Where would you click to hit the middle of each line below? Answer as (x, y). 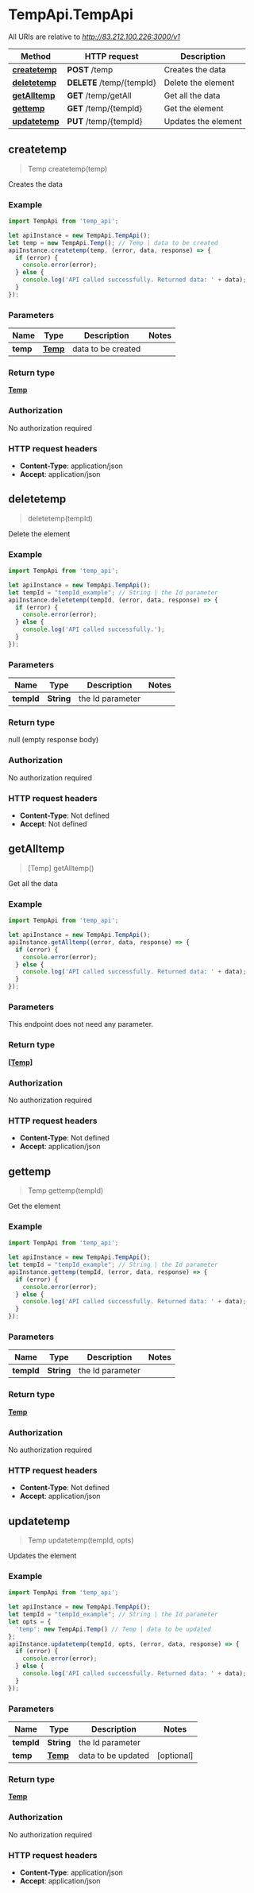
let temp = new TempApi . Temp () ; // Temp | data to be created (113, 243)
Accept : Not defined (53, 824)
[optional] (175, 1756)
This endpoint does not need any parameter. (81, 1024)
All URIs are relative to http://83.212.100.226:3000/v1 (94, 37)
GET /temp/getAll (100, 95)
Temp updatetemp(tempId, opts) (81, 1540)
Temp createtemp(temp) (67, 168)
